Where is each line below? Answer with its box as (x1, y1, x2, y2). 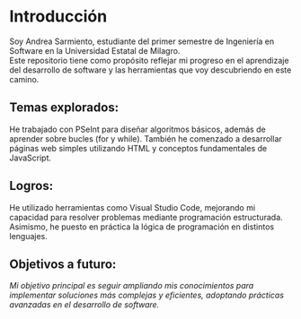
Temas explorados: (9, 100, 120, 116)
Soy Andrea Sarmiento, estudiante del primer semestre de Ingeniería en (9, 36, 275, 47)
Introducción (9, 6, 108, 27)
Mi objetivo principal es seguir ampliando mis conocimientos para (9, 280, 254, 291)
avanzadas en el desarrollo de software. (9, 299, 160, 310)
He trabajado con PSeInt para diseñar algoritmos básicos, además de (9, 124, 267, 134)
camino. (9, 73, 40, 84)
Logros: (9, 178, 54, 194)
